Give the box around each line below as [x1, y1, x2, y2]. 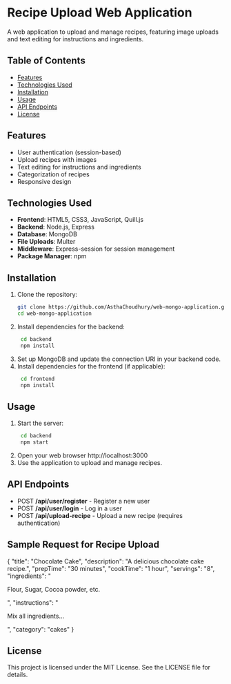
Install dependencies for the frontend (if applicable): [17, 362, 165, 370]
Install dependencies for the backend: [17, 322, 125, 331]
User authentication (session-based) [17, 148, 122, 156]
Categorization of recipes [17, 170, 90, 178]
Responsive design [17, 177, 72, 185]
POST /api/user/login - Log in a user [17, 504, 122, 512]
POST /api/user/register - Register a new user [17, 497, 150, 505]
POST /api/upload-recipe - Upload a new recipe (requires [17, 511, 183, 519]
